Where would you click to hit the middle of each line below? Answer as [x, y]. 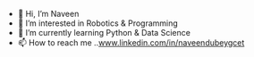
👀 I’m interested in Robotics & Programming [98, 23]
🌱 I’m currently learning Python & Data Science [104, 33]
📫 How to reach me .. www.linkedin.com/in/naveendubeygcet [131, 43]
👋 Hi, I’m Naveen [48, 14]
